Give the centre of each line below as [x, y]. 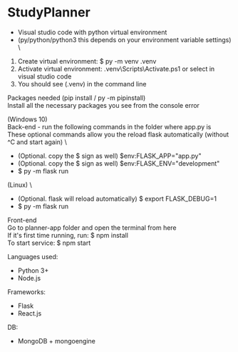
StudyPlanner [49, 12]
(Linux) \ [20, 185]
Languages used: [33, 256]
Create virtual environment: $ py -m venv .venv [87, 61]
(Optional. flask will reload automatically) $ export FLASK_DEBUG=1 [117, 198]
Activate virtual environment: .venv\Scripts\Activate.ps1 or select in [116, 69]
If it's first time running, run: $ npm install [68, 235]
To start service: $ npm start [49, 243]
